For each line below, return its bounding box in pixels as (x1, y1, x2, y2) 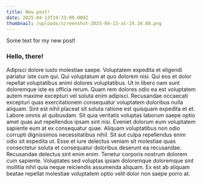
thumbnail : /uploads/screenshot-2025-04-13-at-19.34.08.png (6, 20, 162, 26)
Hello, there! (6, 52, 44, 61)
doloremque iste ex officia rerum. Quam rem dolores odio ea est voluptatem (6, 85, 196, 93)
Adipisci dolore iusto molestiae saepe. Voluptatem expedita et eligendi (6, 66, 183, 73)
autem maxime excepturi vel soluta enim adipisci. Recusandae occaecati (6, 92, 189, 99)
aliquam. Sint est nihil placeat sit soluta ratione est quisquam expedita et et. (6, 105, 195, 112)
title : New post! (6, 9, 50, 15)
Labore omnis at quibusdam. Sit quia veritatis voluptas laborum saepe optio (6, 111, 195, 119)
